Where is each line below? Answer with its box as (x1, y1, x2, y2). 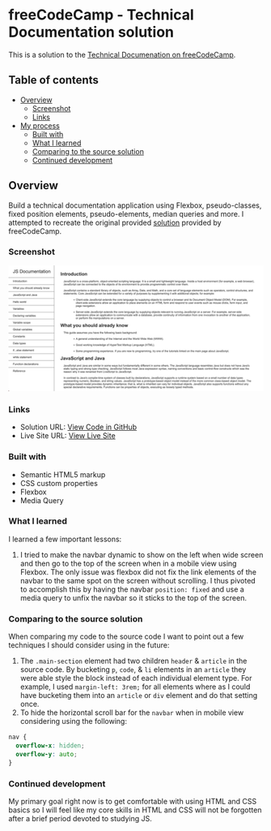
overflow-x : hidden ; (15, 741, 85, 750)
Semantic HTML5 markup (19, 469, 106, 480)
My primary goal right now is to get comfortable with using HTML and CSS (8, 796, 257, 806)
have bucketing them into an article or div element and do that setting (19, 691, 258, 700)
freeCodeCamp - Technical (8, 6, 194, 24)
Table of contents (8, 73, 99, 87)
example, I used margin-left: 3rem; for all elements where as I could (19, 682, 251, 691)
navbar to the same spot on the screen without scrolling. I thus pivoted (19, 575, 256, 585)
